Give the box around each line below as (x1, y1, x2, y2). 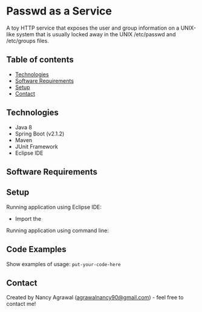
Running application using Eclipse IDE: (6, 203, 102, 210)
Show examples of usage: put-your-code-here (6, 260, 121, 267)
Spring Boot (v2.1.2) (15, 130, 65, 137)
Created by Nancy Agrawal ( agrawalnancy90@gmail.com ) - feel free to (6, 294, 184, 301)
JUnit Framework (15, 143, 59, 150)
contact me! (6, 301, 36, 308)
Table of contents (6, 54, 74, 65)
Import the (15, 215, 41, 222)
